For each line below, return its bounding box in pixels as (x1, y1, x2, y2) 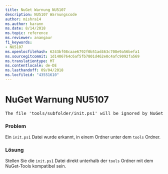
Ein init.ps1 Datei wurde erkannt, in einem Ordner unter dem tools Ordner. (5, 134, 161, 140)
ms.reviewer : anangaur (5, 35, 52, 40)
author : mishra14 (5, 16, 41, 21)
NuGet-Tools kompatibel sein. (5, 163, 66, 169)
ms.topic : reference (5, 30, 48, 35)
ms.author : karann (5, 21, 43, 26)
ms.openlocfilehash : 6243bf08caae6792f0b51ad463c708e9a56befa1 (5, 49, 140, 54)
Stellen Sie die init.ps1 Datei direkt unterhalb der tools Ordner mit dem (5, 158, 153, 164)
